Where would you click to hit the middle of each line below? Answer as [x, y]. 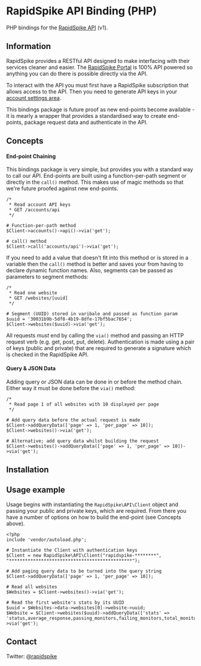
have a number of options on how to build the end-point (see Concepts [94, 517]
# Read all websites [32, 587]
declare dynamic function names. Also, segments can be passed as [90, 270]
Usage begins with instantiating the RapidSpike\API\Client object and [92, 504]
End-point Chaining [31, 156]
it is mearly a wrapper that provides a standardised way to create [86, 115]
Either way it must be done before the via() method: [71, 388]
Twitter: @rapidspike [32, 656]
